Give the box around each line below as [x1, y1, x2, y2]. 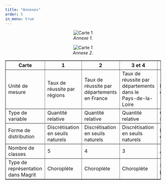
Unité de [8, 82, 28, 89]
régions [47, 92, 65, 99]
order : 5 [5, 12, 23, 17]
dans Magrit [8, 171, 36, 178]
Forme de [8, 127, 31, 134]
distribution [8, 133, 35, 140]
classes [8, 151, 26, 158]
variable [8, 115, 27, 122]
